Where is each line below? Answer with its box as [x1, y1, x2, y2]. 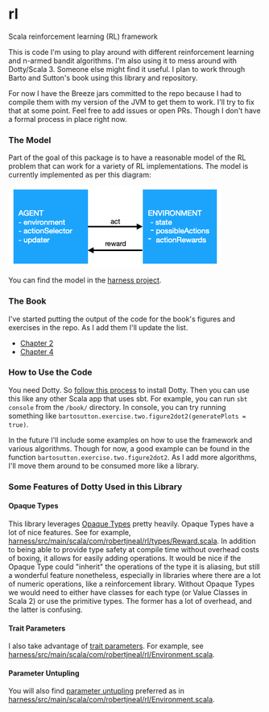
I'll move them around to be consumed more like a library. [8, 461, 200, 471]
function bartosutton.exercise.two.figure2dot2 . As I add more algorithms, [8, 452, 257, 462]
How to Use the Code [8, 366, 93, 378]
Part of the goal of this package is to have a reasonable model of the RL [8, 153, 246, 162]
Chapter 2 [19, 338, 54, 348]
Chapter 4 [19, 346, 54, 356]
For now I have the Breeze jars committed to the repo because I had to [8, 88, 242, 98]
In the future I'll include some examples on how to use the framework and [8, 435, 253, 445]
